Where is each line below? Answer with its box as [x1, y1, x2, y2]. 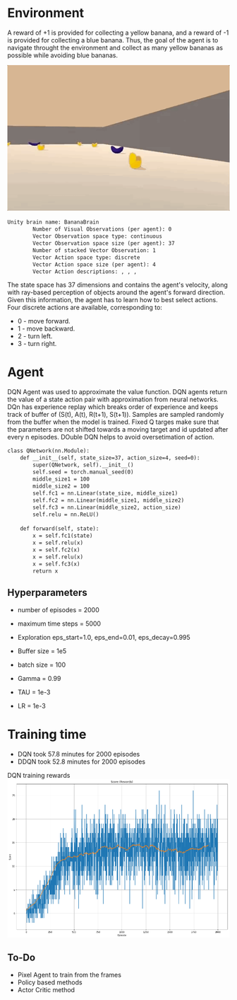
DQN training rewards [7, 771, 71, 779]
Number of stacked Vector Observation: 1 [32, 246, 157, 254]
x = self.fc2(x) [32, 546, 80, 553]
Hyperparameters [7, 587, 88, 599]
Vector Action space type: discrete [32, 253, 140, 261]
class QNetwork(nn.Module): [7, 447, 90, 454]
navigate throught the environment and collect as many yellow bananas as [7, 43, 224, 52]
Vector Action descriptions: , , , [32, 268, 138, 275]
